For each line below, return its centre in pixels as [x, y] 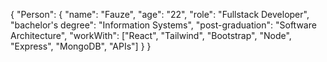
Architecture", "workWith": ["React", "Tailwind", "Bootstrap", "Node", [151, 35]
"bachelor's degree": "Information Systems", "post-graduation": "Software [163, 25]
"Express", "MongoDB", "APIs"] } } [81, 46]
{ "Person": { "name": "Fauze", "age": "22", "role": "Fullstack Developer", [160, 14]
